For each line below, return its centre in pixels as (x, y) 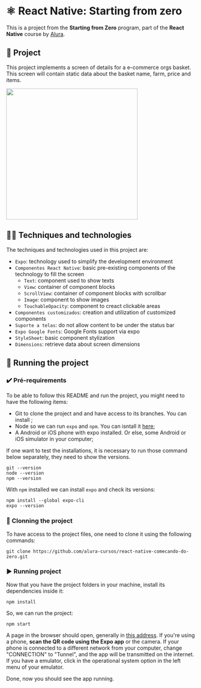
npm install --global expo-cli (45, 501)
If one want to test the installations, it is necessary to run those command (97, 451)
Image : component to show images (66, 299)
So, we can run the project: (40, 613)
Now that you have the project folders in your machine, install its (85, 584)
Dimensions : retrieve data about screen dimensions (77, 344)
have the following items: (37, 402)
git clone (19, 551)
